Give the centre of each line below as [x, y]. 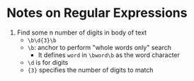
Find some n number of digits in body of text [81, 32]
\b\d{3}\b [42, 40]
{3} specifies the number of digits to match [90, 70]
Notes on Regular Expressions [97, 13]
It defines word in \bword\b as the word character [109, 55]
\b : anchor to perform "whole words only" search [99, 47]
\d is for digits [48, 62]
